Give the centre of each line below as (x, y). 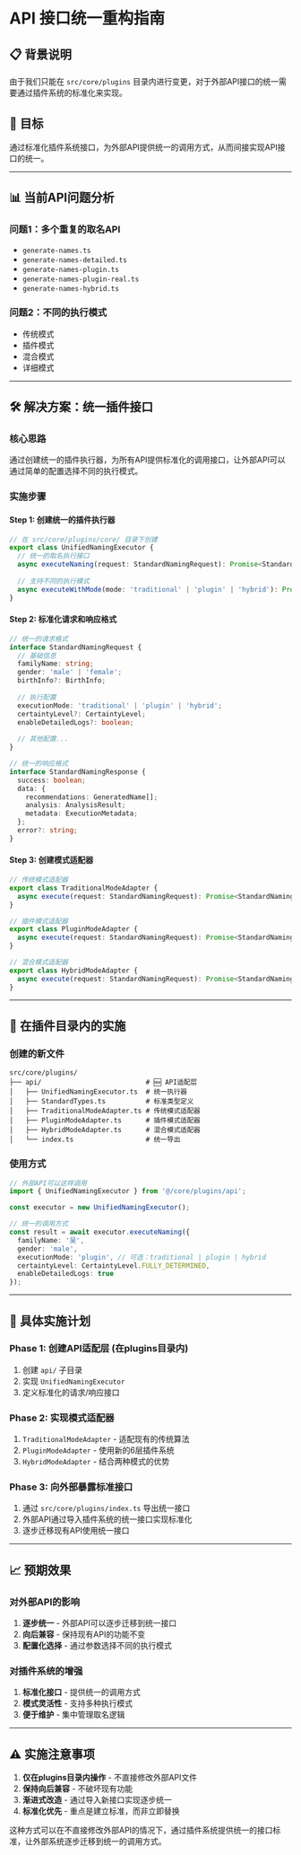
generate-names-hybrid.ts (70, 288)
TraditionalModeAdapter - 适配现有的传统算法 (106, 1439)
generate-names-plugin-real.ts (81, 279)
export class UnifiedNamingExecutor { (82, 548)
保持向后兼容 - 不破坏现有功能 (77, 1789)
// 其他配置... (43, 739)
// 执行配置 (37, 697)
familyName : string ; (56, 664)
